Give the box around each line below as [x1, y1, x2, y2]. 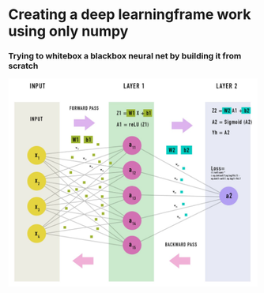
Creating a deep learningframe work [8, 6, 251, 24]
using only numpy [8, 22, 129, 40]
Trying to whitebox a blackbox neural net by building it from [8, 51, 242, 62]
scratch [8, 61, 39, 72]
